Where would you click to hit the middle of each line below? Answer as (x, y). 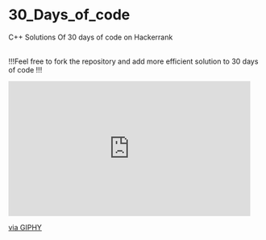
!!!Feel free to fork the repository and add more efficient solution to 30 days (133, 61)
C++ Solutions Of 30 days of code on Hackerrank (91, 37)
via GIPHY (25, 227)
